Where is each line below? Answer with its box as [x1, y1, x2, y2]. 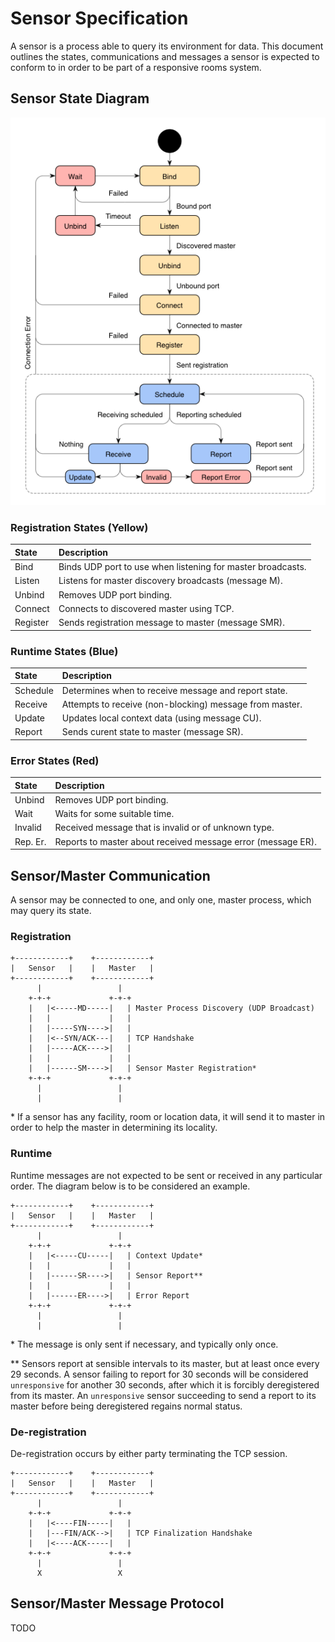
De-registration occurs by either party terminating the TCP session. [10, 1447, 288, 1459]
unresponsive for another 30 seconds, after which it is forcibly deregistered [10, 1378, 320, 1391]
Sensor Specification [10, 7, 189, 30]
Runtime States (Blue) [10, 644, 119, 658]
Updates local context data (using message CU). [61, 712, 262, 724]
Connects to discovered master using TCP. [58, 602, 235, 614]
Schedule [14, 684, 54, 696]
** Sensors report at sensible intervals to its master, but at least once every [10, 1357, 320, 1369]
